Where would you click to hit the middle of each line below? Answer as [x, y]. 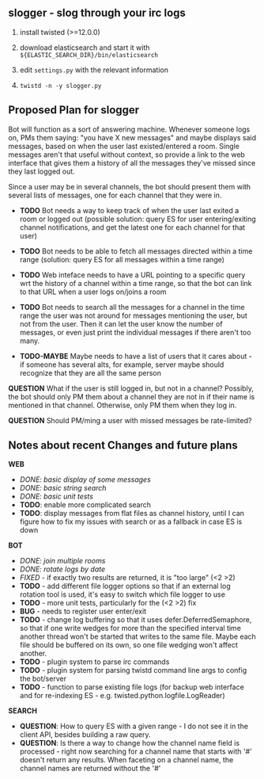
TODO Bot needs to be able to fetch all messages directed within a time [136, 251]
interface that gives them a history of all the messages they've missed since [132, 162]
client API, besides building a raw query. [85, 735]
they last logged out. [41, 171]
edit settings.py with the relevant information [94, 70]
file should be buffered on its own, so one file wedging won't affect [129, 645]
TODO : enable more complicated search [85, 505]
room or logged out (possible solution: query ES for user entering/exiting [138, 219]
